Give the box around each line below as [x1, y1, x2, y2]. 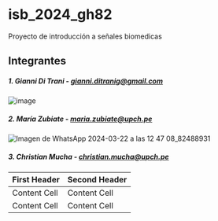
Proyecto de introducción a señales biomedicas [8, 31, 163, 41]
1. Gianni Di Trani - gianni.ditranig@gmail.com [8, 76, 164, 86]
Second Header [67, 175, 127, 186]
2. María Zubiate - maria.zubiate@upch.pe [8, 114, 153, 123]
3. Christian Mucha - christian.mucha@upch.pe [8, 152, 169, 161]
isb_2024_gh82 [8, 6, 113, 24]
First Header [12, 175, 61, 186]
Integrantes [8, 54, 67, 68]
